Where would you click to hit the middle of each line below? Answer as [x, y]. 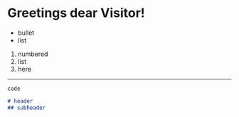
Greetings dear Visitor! [76, 13]
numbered [33, 54]
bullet [26, 33]
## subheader [27, 108]
